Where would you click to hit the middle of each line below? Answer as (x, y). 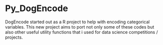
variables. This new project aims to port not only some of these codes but (80, 27)
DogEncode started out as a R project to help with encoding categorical (77, 22)
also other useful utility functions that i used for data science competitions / (81, 32)
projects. (14, 37)
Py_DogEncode (37, 8)
